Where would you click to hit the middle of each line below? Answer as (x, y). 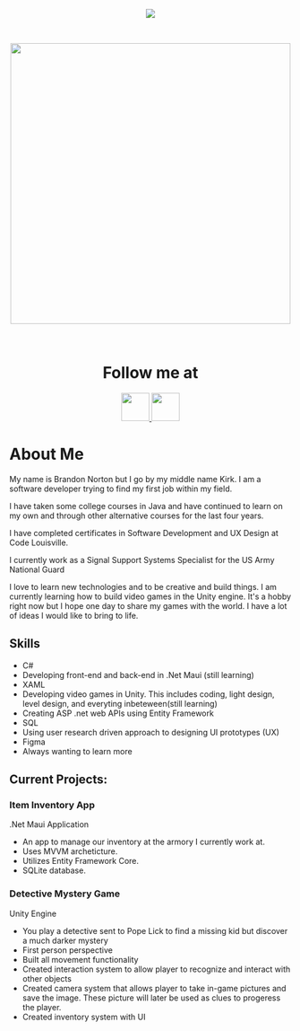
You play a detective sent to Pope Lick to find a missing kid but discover (155, 930)
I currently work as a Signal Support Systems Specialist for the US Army (142, 560)
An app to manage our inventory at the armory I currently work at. (144, 842)
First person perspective (68, 950)
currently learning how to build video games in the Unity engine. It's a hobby (150, 596)
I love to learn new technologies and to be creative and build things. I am (143, 586)
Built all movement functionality (80, 959)
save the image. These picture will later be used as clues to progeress (151, 998)
